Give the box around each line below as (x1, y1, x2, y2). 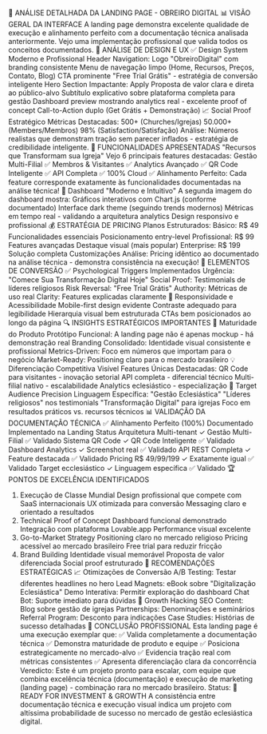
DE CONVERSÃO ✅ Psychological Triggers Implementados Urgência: (8, 266, 235, 275)
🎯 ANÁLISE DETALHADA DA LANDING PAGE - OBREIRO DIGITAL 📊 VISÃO (8, 8, 251, 18)
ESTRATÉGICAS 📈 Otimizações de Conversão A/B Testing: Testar (19, 568, 237, 576)
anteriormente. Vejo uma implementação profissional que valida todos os (8, 37, 249, 46)
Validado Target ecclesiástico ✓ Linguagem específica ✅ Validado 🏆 (8, 464, 236, 473)
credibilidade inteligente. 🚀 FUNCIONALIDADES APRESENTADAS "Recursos (8, 142, 257, 152)
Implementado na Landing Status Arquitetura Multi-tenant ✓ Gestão (8, 428, 231, 437)
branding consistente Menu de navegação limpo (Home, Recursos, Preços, (8, 62, 255, 72)
